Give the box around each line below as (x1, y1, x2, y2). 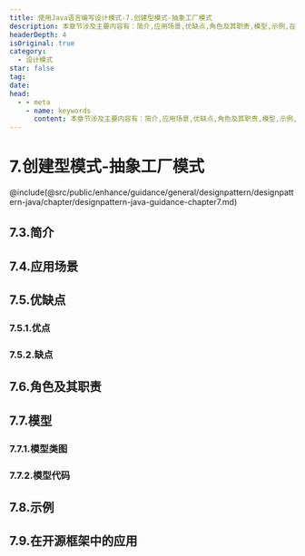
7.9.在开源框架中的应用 (9, 533, 138, 549)
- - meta (17, 97, 51, 107)
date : (9, 81, 30, 90)
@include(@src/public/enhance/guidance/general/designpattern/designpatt (9, 187, 294, 198)
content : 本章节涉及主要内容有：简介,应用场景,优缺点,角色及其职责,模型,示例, (33, 114, 298, 123)
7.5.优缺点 (9, 292, 66, 308)
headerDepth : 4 (9, 30, 67, 39)
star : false (9, 64, 54, 73)
